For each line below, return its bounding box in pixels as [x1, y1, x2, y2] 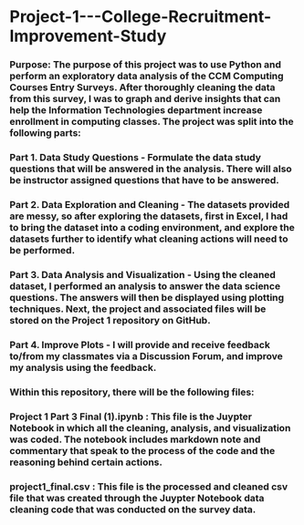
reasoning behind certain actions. [9, 456, 162, 468]
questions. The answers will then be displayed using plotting [9, 291, 285, 304]
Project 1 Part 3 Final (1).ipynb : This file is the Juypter [9, 410, 253, 423]
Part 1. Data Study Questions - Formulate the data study [9, 151, 262, 164]
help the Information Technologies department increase [9, 104, 263, 117]
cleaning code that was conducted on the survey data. [9, 503, 257, 516]
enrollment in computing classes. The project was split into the [9, 116, 294, 129]
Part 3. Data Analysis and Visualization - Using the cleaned [9, 268, 277, 281]
